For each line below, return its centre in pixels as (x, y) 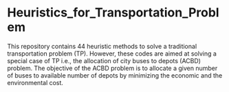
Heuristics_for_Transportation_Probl (113, 13)
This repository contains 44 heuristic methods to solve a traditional (102, 46)
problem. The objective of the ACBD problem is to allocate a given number (112, 68)
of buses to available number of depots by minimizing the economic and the (115, 75)
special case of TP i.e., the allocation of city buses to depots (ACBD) (104, 60)
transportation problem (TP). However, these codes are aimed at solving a (112, 54)
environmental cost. (35, 82)
